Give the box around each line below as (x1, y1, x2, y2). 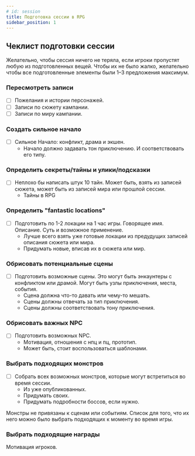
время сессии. (14, 379, 52, 386)
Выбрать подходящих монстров (6, 360, 104, 368)
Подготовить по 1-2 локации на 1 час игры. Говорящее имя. (14, 220, 164, 227)
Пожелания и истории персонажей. (14, 97, 104, 104)
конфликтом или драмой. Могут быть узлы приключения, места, (14, 279, 177, 286)
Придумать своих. (23, 392, 70, 399)
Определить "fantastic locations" (6, 206, 105, 215)
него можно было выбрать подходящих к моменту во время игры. (6, 416, 174, 423)
